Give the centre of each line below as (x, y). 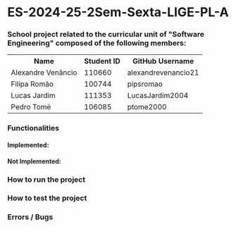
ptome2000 (147, 107)
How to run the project (46, 179)
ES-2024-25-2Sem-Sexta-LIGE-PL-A (118, 12)
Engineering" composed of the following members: (97, 43)
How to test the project (47, 198)
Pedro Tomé (31, 107)
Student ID (103, 61)
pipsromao (145, 84)
